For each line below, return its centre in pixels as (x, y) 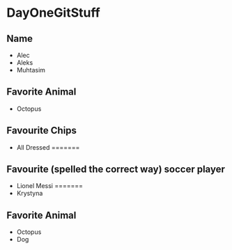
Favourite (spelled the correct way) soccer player (116, 170)
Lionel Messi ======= (50, 186)
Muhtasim (31, 70)
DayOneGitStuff (53, 13)
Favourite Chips (42, 131)
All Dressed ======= (48, 147)
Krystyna (30, 194)
